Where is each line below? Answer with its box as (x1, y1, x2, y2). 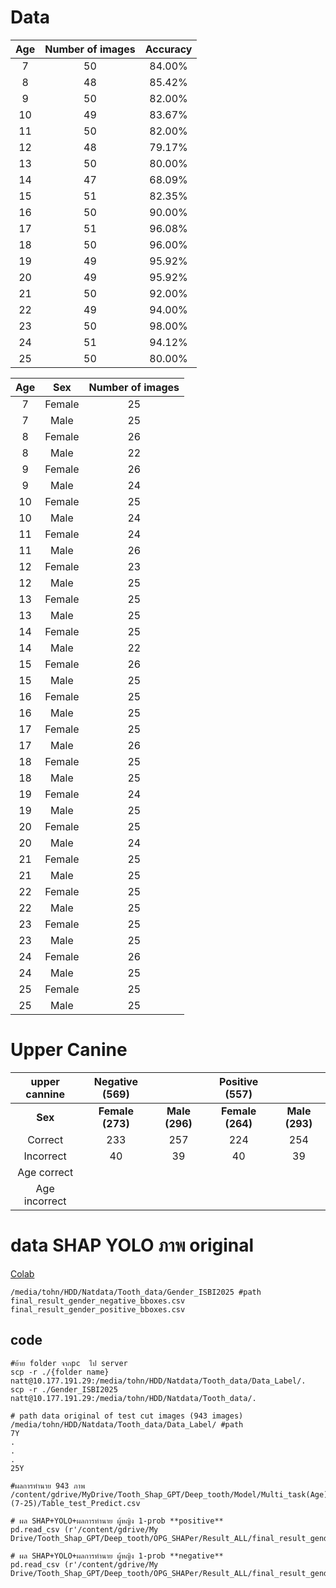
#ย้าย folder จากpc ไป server (10, 1358, 128, 1368)
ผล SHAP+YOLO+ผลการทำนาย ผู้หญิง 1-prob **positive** (19, 1516, 224, 1526)
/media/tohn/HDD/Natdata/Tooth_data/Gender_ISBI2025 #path (10, 1287, 262, 1297)
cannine (25, 1087, 65, 1101)
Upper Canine (10, 1039, 128, 1061)
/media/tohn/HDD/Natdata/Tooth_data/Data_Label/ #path (10, 1419, 244, 1430)
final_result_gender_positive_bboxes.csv (10, 1304, 186, 1315)
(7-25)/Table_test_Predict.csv (10, 1498, 141, 1508)
